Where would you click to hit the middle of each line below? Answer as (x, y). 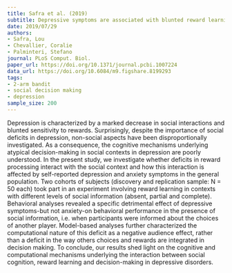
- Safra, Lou (26, 39)
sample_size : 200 (32, 103)
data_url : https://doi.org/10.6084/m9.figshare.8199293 (89, 71)
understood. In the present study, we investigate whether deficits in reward (114, 159)
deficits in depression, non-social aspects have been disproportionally (107, 137)
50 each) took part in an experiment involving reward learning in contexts (112, 189)
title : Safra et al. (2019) (48, 13)
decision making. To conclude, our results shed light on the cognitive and (112, 247)
